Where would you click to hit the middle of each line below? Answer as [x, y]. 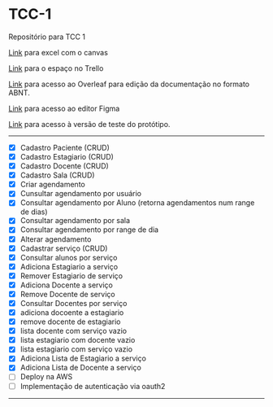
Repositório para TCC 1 [47, 37]
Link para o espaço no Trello [56, 68]
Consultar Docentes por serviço [74, 303]
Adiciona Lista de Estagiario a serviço [83, 358]
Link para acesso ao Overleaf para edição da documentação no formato [129, 84]
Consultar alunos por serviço [69, 257]
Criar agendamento [52, 185]
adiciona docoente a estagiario [72, 313]
